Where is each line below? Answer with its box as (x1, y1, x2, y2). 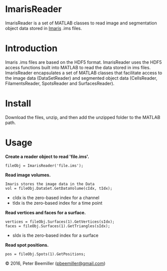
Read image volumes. (5, 172, 51, 178)
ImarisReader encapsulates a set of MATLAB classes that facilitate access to (5, 70, 163, 76)
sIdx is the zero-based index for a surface (12, 232, 99, 238)
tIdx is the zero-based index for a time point (12, 200, 103, 206)
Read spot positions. (5, 242, 49, 248)
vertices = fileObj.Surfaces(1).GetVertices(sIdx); (5, 219, 115, 224)
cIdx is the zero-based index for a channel (12, 194, 100, 200)
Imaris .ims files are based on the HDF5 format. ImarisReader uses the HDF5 (5, 59, 162, 65)
